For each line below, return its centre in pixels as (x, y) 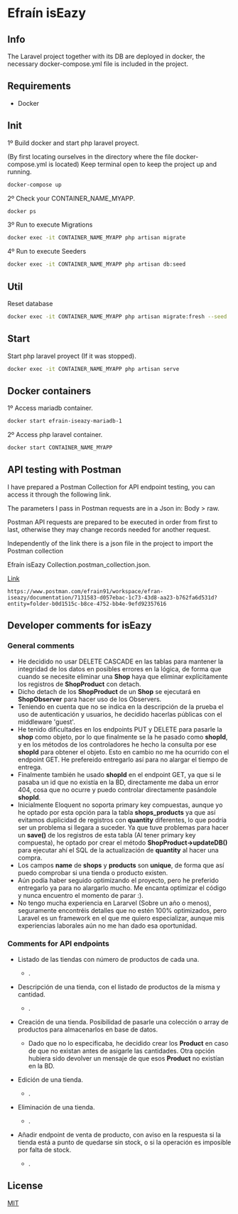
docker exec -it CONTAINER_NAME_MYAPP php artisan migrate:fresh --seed (117, 316)
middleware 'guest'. (47, 722)
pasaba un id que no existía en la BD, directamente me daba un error (118, 782)
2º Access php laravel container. (55, 435)
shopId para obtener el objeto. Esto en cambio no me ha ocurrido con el (123, 752)
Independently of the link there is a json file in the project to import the (110, 543)
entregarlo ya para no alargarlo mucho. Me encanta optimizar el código (122, 888)
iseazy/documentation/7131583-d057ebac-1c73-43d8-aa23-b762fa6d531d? (113, 597)
